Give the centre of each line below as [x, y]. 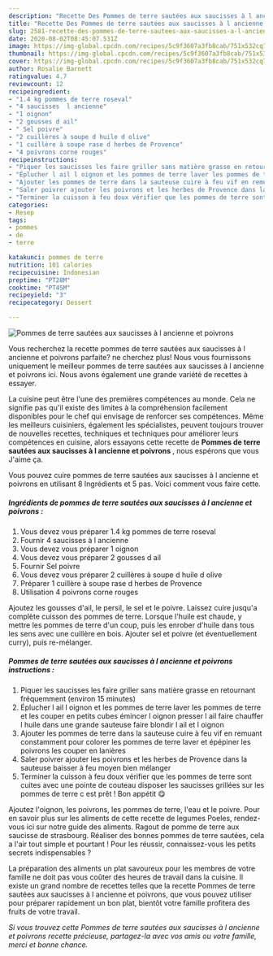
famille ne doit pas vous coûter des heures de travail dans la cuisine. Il [126, 877]
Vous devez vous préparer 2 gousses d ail [90, 557]
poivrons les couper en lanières [73, 750]
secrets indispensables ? [50, 852]
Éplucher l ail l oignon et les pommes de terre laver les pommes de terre [141, 707]
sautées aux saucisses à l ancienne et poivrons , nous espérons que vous [134, 451]
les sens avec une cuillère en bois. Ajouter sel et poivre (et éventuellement [133, 633]
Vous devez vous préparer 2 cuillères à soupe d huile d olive [121, 575]
